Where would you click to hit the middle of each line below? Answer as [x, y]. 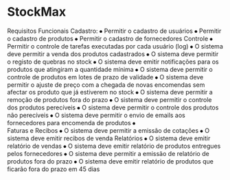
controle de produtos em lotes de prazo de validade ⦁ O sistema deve [105, 77]
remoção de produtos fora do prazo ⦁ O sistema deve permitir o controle [110, 99]
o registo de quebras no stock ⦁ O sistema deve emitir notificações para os [113, 62]
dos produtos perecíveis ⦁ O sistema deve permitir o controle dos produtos [113, 107]
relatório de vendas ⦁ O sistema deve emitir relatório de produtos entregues [114, 146]
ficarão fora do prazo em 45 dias [54, 169]
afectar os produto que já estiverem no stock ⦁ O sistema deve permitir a [110, 92]
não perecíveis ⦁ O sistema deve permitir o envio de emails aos [96, 115]
